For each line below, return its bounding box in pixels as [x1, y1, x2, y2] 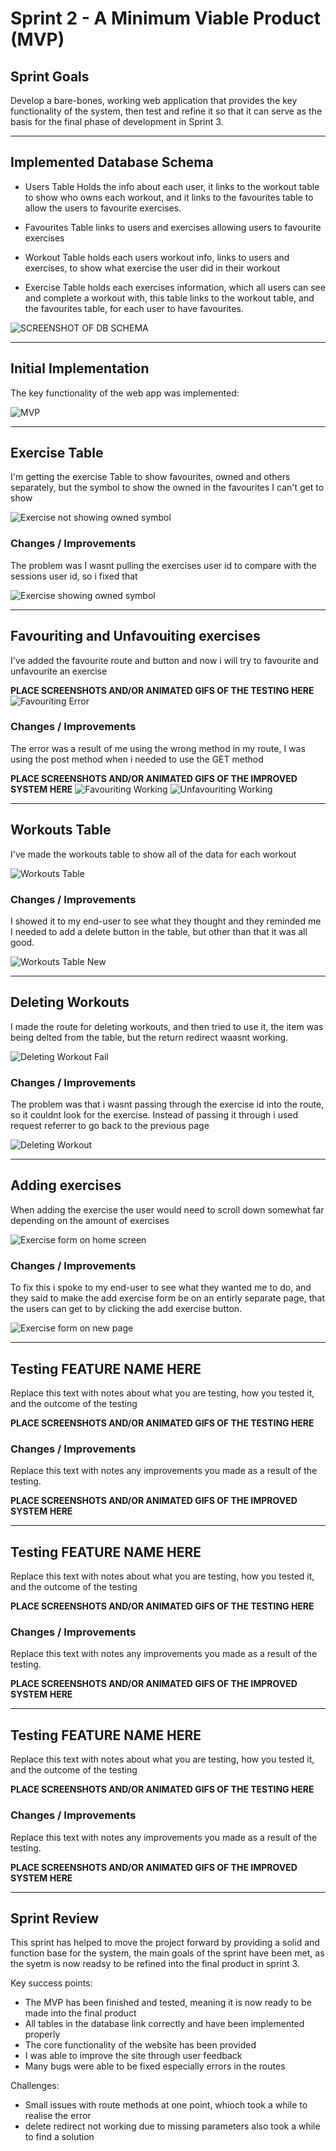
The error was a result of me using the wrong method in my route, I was [10, 742, 306, 754]
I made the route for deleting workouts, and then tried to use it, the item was [10, 1020, 324, 1032]
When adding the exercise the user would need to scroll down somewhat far [10, 1203, 325, 1216]
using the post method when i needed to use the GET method [10, 753, 264, 765]
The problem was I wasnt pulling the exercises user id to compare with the [10, 559, 317, 571]
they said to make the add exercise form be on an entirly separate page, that [10, 1292, 325, 1304]
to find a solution [24, 2131, 95, 2143]
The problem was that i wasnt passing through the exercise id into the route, [10, 1098, 325, 1111]
